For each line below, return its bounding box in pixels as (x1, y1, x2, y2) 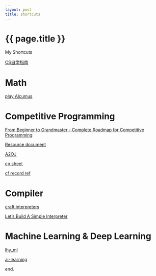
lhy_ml (5, 247, 18, 253)
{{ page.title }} (5, 33, 66, 44)
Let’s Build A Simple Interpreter (5, 213, 68, 219)
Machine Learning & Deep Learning (5, 231, 152, 242)
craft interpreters (5, 204, 40, 210)
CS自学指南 (5, 60, 28, 66)
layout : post (5, 7, 32, 12)
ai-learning (5, 257, 27, 263)
